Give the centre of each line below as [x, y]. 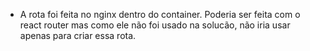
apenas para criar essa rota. [78, 35]
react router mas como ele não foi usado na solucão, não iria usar [155, 25]
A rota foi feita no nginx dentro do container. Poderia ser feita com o [160, 14]
